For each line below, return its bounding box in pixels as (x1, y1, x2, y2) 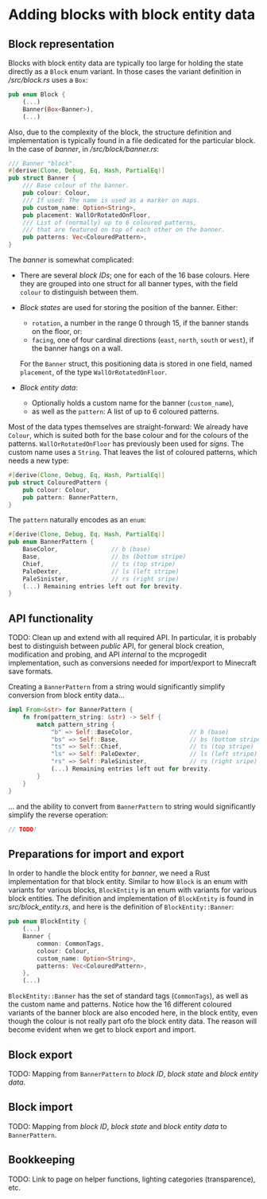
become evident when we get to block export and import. (8, 1025, 196, 1034)
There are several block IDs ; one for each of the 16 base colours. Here (19, 270, 250, 280)
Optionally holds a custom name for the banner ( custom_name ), (31, 398, 234, 407)
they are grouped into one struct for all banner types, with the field (19, 279, 238, 288)
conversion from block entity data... (8, 690, 125, 700)
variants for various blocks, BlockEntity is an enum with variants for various (8, 885, 257, 895)
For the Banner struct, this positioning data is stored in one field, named (19, 359, 253, 368)
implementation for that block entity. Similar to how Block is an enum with (8, 877, 248, 887)
